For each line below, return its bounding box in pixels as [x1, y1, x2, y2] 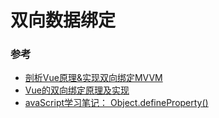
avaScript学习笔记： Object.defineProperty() [24, 97, 209, 109]
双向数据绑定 [10, 9, 117, 32]
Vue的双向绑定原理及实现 [24, 84, 130, 96]
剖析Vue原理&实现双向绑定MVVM [24, 72, 163, 84]
